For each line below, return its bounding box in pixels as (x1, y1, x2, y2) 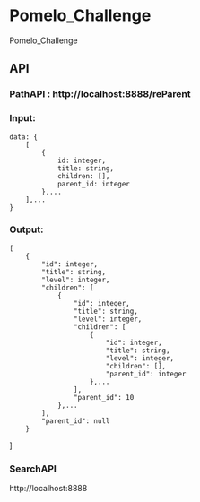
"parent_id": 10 (73, 393, 135, 402)
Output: (9, 223, 44, 236)
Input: (9, 112, 36, 125)
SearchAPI (9, 463, 57, 475)
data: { (9, 132, 39, 142)
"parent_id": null (41, 416, 110, 426)
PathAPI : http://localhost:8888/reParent (9, 88, 191, 100)
